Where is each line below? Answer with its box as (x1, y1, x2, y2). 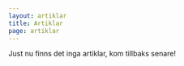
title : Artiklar (8, 19, 63, 27)
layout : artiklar (8, 11, 67, 20)
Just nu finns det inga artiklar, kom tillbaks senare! (8, 49, 177, 59)
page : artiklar (8, 27, 60, 35)
